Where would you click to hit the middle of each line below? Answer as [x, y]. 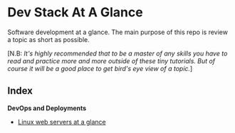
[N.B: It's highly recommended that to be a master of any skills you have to [117, 53]
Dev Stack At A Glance [75, 12]
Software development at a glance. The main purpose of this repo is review [117, 32]
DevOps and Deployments [47, 108]
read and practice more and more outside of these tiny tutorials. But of [111, 60]
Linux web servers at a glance [62, 122]
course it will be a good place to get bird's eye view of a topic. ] [100, 68]
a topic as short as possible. [49, 39]
